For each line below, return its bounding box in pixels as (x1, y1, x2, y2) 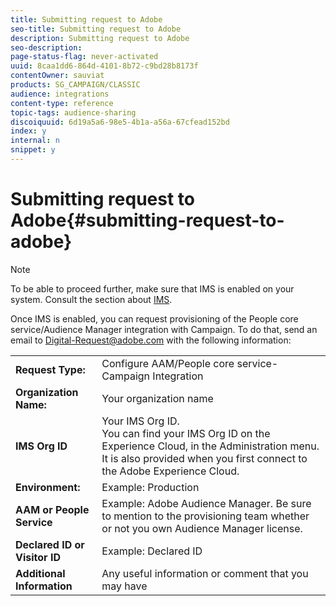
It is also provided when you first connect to (101, 451, 308, 465)
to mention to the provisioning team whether (101, 509, 310, 523)
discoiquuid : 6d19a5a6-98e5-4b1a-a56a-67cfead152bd (10, 117, 230, 127)
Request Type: (15, 362, 86, 376)
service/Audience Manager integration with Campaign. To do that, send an (10, 323, 318, 335)
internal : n (10, 136, 60, 146)
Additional (15, 566, 66, 580)
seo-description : (10, 42, 83, 53)
